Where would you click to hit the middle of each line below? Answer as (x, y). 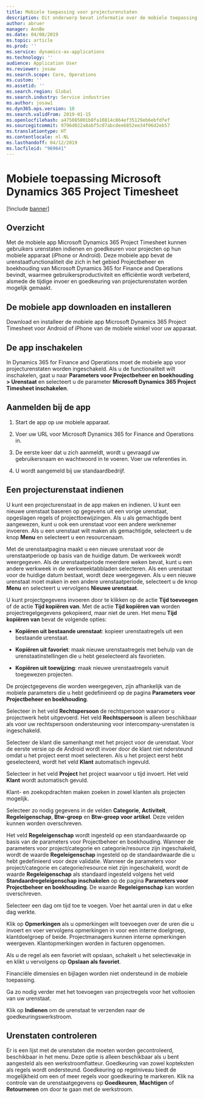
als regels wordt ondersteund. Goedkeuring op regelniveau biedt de (91, 1070)
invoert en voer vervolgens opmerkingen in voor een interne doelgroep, (96, 930)
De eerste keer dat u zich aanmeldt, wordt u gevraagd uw (87, 452)
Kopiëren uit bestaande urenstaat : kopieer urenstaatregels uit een (99, 631)
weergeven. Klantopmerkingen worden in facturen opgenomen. (86, 943)
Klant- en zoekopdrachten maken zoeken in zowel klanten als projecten (96, 792)
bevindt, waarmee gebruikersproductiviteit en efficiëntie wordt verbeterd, (98, 275)
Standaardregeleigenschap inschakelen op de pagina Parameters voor (97, 880)
